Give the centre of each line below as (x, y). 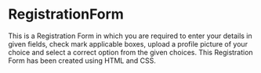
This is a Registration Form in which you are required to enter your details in (130, 36)
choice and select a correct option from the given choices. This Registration (130, 52)
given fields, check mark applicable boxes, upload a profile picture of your (128, 43)
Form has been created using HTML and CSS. (82, 61)
